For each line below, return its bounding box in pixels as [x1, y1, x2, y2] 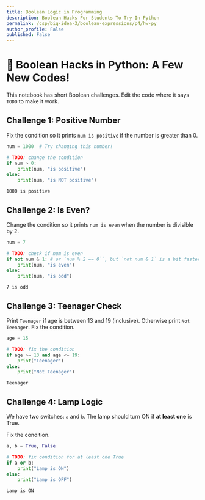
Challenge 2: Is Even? [6, 205, 90, 215]
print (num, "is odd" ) [17, 273, 72, 279]
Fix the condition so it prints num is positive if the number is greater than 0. [6, 131, 198, 139]
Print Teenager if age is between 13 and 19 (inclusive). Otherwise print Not [6, 317, 190, 324]
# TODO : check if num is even [6, 250, 84, 257]
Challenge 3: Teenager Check [6, 301, 122, 311]
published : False [6, 32, 51, 38]
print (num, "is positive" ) [17, 166, 86, 172]
